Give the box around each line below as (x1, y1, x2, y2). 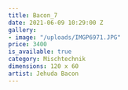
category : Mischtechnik (8, 56, 86, 63)
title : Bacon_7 (8, 11, 58, 20)
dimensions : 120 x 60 (8, 63, 79, 70)
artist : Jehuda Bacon (8, 70, 79, 77)
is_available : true (8, 48, 72, 56)
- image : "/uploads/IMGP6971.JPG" (8, 33, 122, 41)
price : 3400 (8, 41, 47, 49)
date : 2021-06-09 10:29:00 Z (8, 19, 104, 27)
